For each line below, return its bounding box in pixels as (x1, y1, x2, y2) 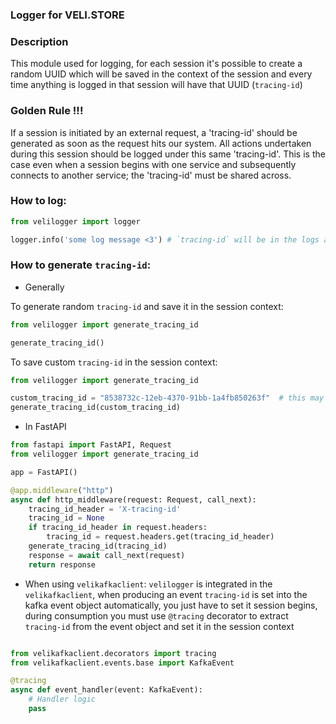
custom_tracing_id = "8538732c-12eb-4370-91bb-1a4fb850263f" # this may (10, 393, 325, 403)
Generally (24, 281, 65, 293)
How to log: (10, 194, 67, 208)
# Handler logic (28, 694, 97, 705)
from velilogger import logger (10, 216, 141, 227)
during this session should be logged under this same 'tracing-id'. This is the (10, 148, 326, 160)
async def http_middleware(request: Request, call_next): (10, 494, 257, 505)
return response (28, 559, 97, 570)
